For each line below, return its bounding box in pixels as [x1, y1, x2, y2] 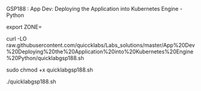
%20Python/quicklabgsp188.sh [6, 55, 84, 61]
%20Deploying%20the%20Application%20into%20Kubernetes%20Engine [6, 48, 194, 55]
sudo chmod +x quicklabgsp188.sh [6, 66, 93, 73]
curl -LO [6, 35, 27, 42]
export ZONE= [6, 24, 42, 30]
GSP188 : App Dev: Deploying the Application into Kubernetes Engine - [6, 5, 183, 12]
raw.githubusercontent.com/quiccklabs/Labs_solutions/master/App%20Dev [6, 42, 196, 49]
